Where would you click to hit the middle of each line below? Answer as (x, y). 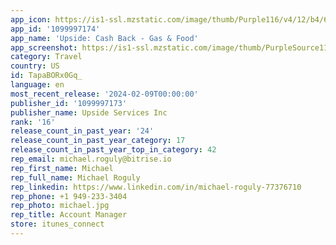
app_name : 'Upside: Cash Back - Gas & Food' (104, 38)
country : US (35, 66)
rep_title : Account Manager (69, 215)
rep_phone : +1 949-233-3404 (69, 196)
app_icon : (31, 19)
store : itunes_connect (57, 224)
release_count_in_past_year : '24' (82, 131)
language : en (37, 85)
